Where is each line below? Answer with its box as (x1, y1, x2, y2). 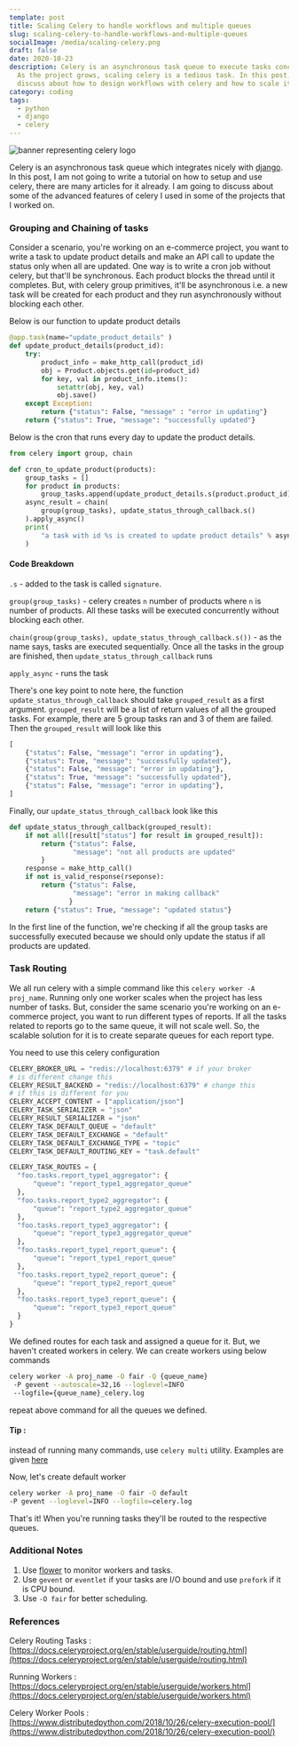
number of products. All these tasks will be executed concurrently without (9, 605, 279, 616)
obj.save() (56, 391, 98, 400)
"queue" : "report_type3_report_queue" (32, 1304, 176, 1312)
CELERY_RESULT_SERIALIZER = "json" (9, 1114, 141, 1123)
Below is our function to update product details (9, 316, 181, 327)
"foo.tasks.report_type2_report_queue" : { (17, 1270, 176, 1280)
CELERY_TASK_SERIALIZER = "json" (9, 1105, 133, 1115)
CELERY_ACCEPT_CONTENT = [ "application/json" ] (9, 1097, 184, 1106)
